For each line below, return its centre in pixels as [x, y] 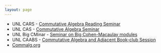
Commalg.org [26, 45]
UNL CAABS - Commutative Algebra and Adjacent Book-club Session [84, 40]
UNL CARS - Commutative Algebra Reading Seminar [66, 24]
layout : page [18, 10]
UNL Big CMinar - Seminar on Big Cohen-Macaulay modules [75, 34]
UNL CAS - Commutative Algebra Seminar [56, 29]
